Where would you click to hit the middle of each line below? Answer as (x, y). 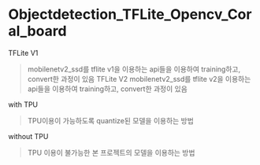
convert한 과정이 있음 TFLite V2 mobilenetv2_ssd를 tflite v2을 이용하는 (139, 79)
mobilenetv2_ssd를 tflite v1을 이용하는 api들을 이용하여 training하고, (134, 69)
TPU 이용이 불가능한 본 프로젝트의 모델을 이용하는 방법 (111, 152)
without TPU (28, 136)
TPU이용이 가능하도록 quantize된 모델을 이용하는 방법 (111, 120)
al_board (37, 31)
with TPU (23, 104)
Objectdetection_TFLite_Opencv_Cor (130, 15)
